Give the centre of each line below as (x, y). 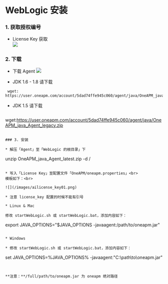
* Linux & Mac (20, 206)
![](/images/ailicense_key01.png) (41, 187)
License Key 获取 (30, 39)
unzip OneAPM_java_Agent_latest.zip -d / (48, 159)
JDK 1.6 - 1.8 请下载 (32, 82)
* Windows (15, 238)
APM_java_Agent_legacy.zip (34, 125)
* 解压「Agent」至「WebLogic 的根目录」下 (45, 149)
